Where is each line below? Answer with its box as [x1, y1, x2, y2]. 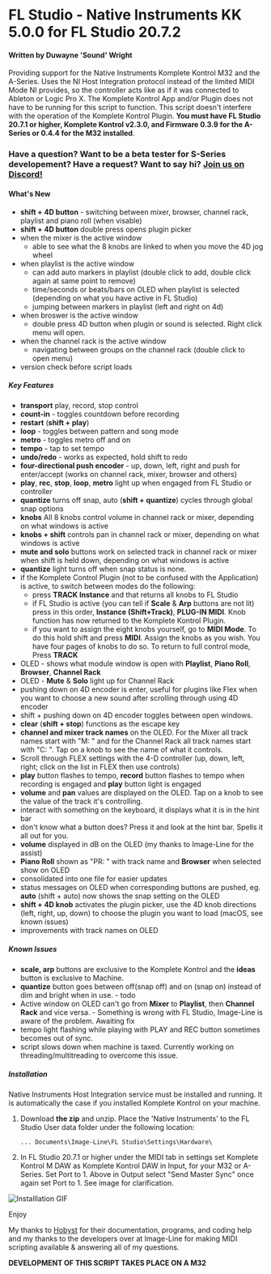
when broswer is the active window [19, 310, 139, 320]
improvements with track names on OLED [19, 926, 159, 935]
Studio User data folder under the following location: [19, 1123, 196, 1132]
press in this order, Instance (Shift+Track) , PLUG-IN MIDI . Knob [32, 607, 247, 617]
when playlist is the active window [19, 258, 135, 268]
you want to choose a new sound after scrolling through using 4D [19, 693, 239, 703]
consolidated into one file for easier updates [19, 874, 167, 884]
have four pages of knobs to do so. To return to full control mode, [32, 641, 251, 651]
